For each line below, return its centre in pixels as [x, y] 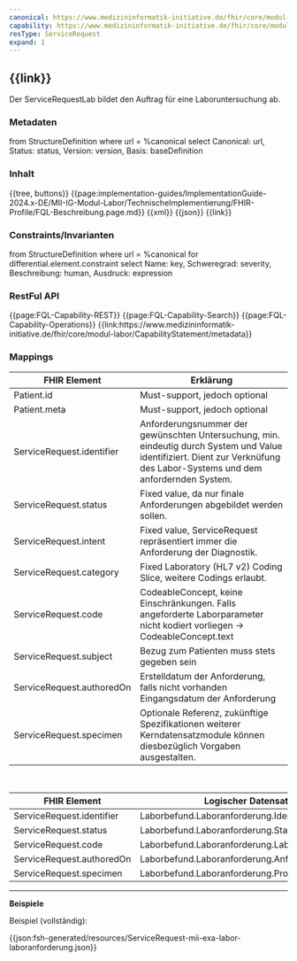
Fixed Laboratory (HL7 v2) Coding [211, 566]
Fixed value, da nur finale [192, 493]
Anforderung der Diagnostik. [199, 552]
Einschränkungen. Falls [188, 603]
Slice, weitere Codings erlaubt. [203, 577]
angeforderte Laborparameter [202, 614]
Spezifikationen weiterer [190, 724]
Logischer [225, 801]
